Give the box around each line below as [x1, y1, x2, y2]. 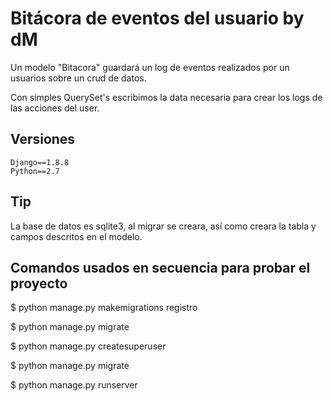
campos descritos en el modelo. [10, 230, 143, 242]
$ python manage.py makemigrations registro [10, 302, 198, 314]
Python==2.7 [10, 166, 60, 176]
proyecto [10, 275, 68, 292]
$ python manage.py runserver [10, 379, 138, 391]
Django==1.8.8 [10, 157, 70, 167]
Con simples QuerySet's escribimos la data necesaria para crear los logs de [10, 91, 323, 103]
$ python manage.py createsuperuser [10, 340, 167, 352]
